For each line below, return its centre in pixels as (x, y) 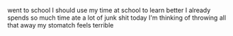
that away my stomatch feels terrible (61, 25)
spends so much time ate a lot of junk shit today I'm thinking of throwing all (117, 18)
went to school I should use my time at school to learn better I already (109, 10)
